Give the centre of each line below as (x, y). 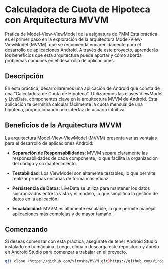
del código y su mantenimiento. (45, 163)
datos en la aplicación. (35, 199)
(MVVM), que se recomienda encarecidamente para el (85, 44)
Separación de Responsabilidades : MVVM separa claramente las (80, 153)
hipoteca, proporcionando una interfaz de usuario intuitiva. (66, 109)
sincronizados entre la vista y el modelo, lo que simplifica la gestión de (85, 193)
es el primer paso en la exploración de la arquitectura (60, 39)
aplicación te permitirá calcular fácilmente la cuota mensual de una (74, 104)
